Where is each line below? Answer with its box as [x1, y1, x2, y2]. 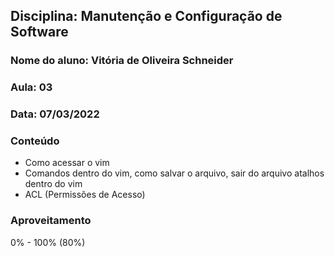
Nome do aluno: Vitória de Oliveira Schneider [10, 54, 234, 68]
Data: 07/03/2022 [10, 107, 100, 121]
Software [10, 24, 69, 41]
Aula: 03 [10, 80, 53, 94]
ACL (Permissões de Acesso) [24, 189, 146, 201]
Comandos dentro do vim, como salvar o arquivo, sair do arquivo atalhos [24, 167, 325, 179]
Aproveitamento [10, 214, 92, 228]
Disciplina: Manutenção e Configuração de [10, 8, 283, 25]
